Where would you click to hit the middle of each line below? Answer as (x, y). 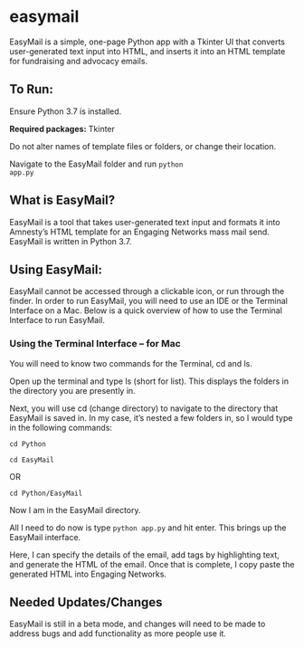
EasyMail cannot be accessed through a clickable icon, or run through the (147, 291)
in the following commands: (61, 427)
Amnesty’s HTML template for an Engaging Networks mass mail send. (139, 232)
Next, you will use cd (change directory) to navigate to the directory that (144, 408)
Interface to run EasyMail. (57, 320)
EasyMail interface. (45, 537)
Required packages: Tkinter (62, 129)
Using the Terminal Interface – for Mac (95, 344)
